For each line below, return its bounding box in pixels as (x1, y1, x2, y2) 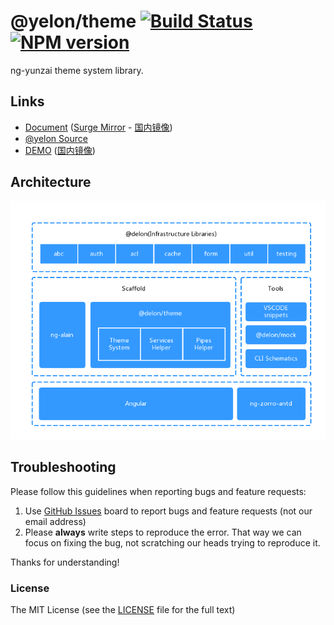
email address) (24, 515, 87, 527)
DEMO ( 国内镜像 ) (24, 144, 96, 156)
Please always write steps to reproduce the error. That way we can (24, 526, 302, 538)
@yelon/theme (10, 10, 137, 33)
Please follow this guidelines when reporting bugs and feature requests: (10, 485, 307, 497)
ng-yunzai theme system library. (10, 64, 144, 76)
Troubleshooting (10, 459, 117, 476)
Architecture (10, 174, 92, 191)
